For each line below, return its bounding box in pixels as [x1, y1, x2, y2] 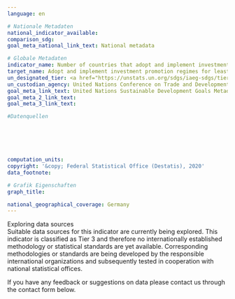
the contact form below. [7, 286, 76, 294]
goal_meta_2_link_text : [7, 94, 77, 101]
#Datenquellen [7, 113, 49, 120]
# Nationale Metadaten [7, 22, 73, 30]
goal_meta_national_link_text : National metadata [7, 43, 155, 50]
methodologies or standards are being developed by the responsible [7, 249, 205, 258]
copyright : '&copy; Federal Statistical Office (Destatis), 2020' [7, 163, 205, 170]
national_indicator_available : [7, 29, 99, 36]
